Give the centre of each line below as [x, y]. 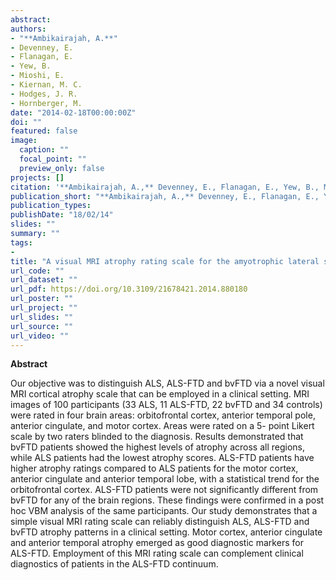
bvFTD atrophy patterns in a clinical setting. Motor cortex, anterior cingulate [166, 532]
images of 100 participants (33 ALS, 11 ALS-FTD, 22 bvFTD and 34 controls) [166, 405]
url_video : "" [40, 336]
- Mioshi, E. [37, 76]
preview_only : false [62, 168]
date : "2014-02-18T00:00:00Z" [73, 112]
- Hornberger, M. [46, 103]
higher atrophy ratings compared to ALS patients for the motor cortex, [154, 468]
